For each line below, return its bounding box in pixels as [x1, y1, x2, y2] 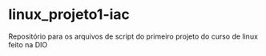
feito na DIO [8, 39, 48, 49]
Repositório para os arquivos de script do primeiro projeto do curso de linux [8, 32, 259, 41]
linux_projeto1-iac [8, 6, 131, 24]
